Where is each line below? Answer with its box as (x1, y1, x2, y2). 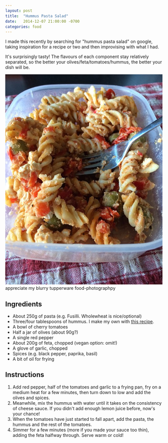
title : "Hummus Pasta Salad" (5, 13, 69, 19)
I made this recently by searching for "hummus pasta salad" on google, (5, 38, 153, 45)
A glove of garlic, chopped (12, 345, 68, 351)
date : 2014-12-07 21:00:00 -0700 (5, 19, 80, 24)
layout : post (5, 8, 33, 13)
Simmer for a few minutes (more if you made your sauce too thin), (12, 426, 149, 433)
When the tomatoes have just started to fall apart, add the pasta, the (12, 416, 154, 422)
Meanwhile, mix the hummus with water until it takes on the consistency (12, 400, 162, 406)
